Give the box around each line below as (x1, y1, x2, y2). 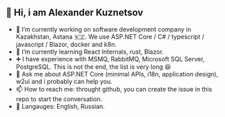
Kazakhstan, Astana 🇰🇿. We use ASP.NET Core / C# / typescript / (15, 32, 204, 41)
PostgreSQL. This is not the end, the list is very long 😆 (15, 63, 171, 71)
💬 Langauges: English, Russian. (15, 102, 106, 110)
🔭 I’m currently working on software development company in (15, 25, 192, 33)
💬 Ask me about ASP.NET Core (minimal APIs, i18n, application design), (15, 70, 218, 78)
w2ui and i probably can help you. (15, 77, 112, 85)
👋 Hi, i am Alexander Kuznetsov (6, 7, 144, 19)
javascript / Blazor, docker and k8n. (15, 40, 117, 48)
